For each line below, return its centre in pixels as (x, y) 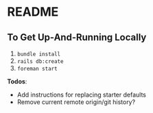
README (33, 12)
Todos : (17, 81)
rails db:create (40, 62)
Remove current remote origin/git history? (76, 102)
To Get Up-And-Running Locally (77, 37)
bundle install (39, 54)
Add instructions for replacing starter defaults (81, 95)
